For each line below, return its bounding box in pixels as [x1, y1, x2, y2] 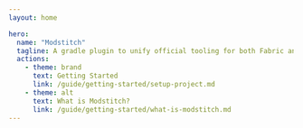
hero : [8, 29, 29, 39]
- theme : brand [24, 63, 82, 72]
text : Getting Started [32, 71, 118, 81]
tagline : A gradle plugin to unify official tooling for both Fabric [16, 46, 284, 55]
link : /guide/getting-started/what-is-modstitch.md [32, 105, 232, 114]
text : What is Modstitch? [32, 96, 130, 105]
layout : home [8, 13, 58, 23]
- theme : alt [24, 87, 74, 97]
